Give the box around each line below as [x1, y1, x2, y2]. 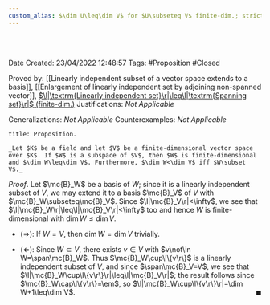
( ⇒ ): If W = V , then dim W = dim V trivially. [19, 229, 161, 238]
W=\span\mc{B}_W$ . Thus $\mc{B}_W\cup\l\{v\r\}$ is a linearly [19, 253, 231, 262]
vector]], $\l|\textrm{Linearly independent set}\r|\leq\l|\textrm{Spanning [8, 90, 247, 100]
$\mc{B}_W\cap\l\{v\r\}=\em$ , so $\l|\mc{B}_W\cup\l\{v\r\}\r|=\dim [19, 279, 243, 288]
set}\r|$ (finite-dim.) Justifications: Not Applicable [8, 99, 174, 108]
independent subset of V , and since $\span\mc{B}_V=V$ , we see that [19, 262, 250, 271]
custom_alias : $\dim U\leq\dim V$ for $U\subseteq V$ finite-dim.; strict [8, 11, 264, 20]
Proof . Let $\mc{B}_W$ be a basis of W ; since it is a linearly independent [8, 179, 251, 189]
